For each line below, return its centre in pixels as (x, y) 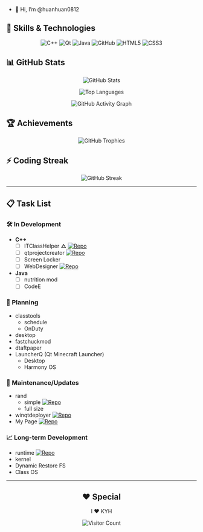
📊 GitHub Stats (36, 62)
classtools (27, 316)
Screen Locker (42, 260)
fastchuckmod (33, 341)
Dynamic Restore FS (40, 466)
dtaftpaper (28, 348)
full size (34, 408)
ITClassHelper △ (45, 246)
